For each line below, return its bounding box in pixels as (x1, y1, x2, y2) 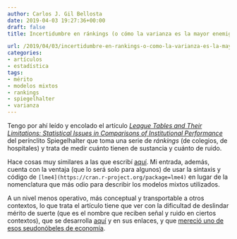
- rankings (7, 89, 39, 96)
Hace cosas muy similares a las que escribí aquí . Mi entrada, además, (7, 158, 210, 166)
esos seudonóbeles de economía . (7, 224, 106, 232)
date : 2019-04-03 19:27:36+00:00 (7, 17, 106, 24)
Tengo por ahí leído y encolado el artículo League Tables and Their (7, 122, 202, 129)
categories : (7, 49, 42, 57)
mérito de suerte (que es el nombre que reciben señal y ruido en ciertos (7, 209, 217, 217)
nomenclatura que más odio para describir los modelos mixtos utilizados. (7, 180, 220, 188)
